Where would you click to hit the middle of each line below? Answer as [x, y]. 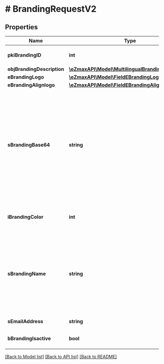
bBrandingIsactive [29, 338]
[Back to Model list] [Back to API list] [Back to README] [61, 357]
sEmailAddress [25, 321]
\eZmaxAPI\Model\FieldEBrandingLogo [115, 77]
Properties [21, 27]
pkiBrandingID [24, 55]
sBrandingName [27, 274]
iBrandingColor [26, 217]
